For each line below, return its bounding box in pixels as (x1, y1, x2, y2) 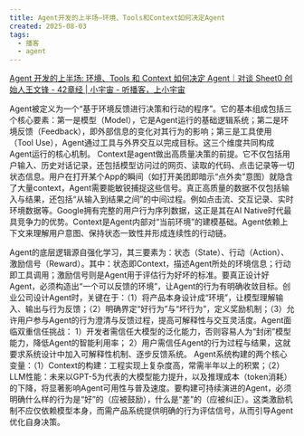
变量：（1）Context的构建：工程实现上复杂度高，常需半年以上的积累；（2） (9, 360, 285, 371)
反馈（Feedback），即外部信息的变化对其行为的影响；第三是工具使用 (16, 126, 272, 137)
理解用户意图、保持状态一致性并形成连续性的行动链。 (33, 228, 232, 239)
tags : (9, 30, 30, 39)
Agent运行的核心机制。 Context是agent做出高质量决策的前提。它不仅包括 (9, 148, 283, 159)
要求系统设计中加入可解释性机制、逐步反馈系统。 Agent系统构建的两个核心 (9, 349, 288, 360)
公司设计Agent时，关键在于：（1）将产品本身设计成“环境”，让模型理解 (16, 292, 276, 303)
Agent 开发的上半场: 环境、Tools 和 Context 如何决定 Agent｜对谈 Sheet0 (9, 73, 283, 84)
